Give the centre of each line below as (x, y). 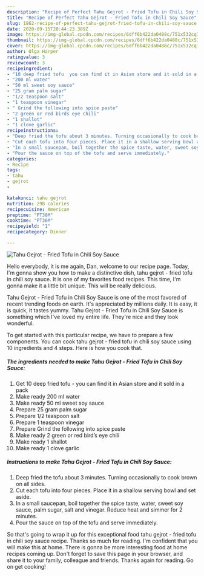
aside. (23, 496)
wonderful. (20, 323)
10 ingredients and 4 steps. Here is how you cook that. (75, 348)
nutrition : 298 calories (38, 204)
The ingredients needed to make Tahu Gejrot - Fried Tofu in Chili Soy (95, 362)
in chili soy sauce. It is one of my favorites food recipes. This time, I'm (94, 279)
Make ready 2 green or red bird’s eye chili (67, 435)
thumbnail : (21, 40)
